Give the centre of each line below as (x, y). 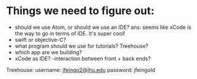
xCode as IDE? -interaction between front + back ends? (83, 58)
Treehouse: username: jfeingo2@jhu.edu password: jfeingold (81, 70)
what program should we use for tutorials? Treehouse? (82, 46)
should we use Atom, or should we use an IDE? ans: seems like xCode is (103, 27)
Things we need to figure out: (80, 11)
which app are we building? (48, 52)
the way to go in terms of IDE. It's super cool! (70, 33)
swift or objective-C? (40, 39)
